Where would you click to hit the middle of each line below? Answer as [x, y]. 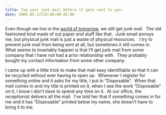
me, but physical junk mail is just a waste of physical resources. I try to [79, 39]
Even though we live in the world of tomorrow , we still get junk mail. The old [83, 28]
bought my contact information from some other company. [65, 60]
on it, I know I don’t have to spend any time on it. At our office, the [74, 91]
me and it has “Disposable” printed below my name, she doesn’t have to [79, 102]
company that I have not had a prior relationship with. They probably [76, 55]
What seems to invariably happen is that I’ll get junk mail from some [75, 50]
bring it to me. [19, 107]
